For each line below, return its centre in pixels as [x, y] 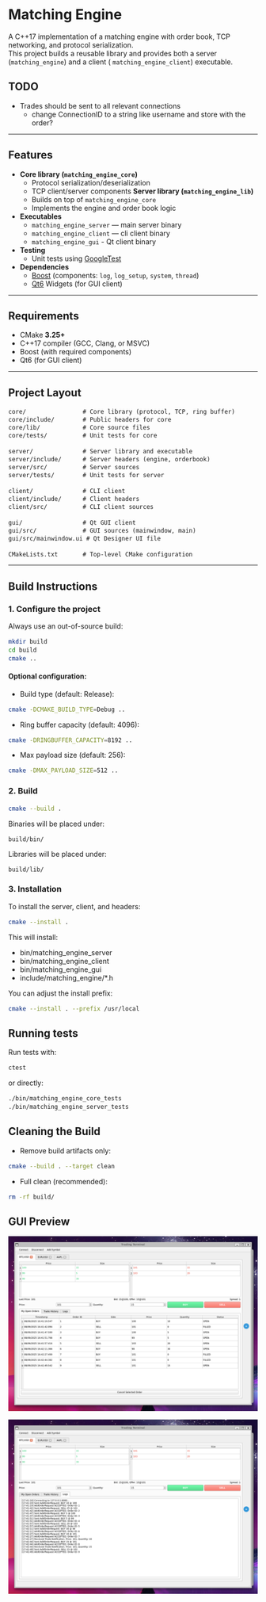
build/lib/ [26, 870]
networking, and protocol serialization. [71, 44]
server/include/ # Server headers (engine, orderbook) [110, 460]
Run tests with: [32, 1053]
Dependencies [44, 266]
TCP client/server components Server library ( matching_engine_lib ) [142, 191]
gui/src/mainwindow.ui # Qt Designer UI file [84, 539]
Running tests [44, 1033]
